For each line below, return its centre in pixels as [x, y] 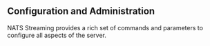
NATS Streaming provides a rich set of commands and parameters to [105, 27]
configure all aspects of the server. [57, 35]
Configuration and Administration [81, 11]
